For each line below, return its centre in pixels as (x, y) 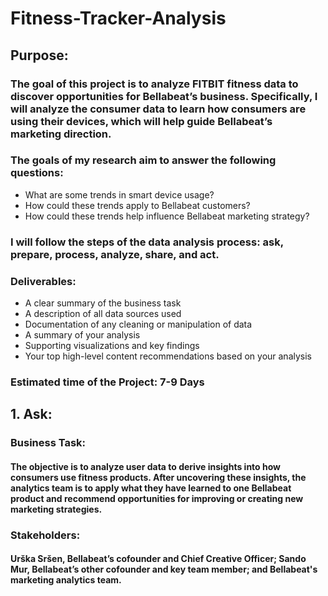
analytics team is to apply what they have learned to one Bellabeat (151, 488)
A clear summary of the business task (103, 303)
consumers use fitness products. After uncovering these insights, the (158, 477)
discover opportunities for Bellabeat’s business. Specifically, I (164, 96)
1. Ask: (31, 414)
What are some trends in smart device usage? (119, 194)
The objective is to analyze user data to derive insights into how (146, 466)
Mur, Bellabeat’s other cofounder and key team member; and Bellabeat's (164, 569)
